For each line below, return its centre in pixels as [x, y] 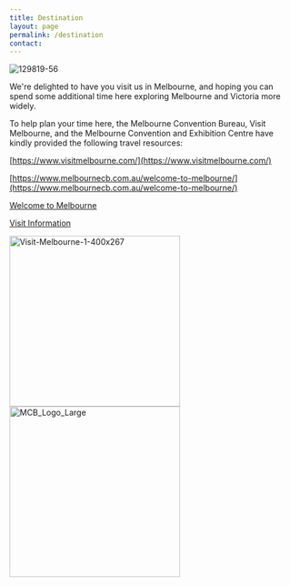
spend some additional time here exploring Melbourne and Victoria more [145, 96]
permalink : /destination [56, 35]
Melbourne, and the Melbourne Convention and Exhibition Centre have [142, 134]
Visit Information [40, 223]
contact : [26, 43]
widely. [23, 106]
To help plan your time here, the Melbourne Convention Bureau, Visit [138, 124]
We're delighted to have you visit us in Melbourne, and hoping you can [142, 86]
